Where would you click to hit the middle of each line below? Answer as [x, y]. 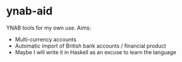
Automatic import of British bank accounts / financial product [90, 46]
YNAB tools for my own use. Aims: [49, 28]
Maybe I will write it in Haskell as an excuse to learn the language [96, 52]
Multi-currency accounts [46, 39]
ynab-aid [29, 11]
